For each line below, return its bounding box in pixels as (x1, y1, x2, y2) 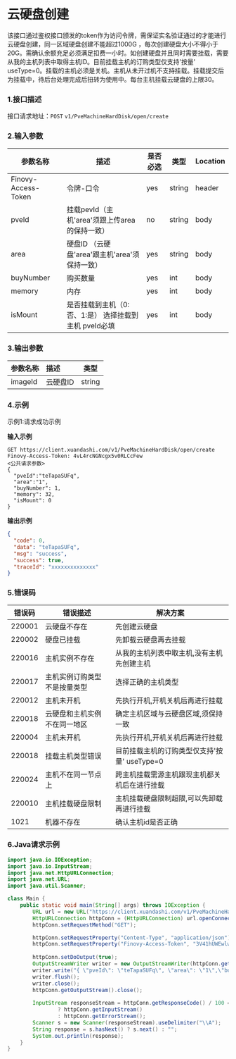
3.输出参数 (7, 343, 44, 353)
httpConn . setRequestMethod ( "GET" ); (32, 921, 137, 929)
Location (195, 156, 225, 166)
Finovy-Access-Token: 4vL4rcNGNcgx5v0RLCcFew (7, 452, 143, 460)
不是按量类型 (45, 682, 88, 692)
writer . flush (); (32, 973, 80, 980)
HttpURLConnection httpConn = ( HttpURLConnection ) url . (32, 915, 199, 922)
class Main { (7, 896, 46, 903)
